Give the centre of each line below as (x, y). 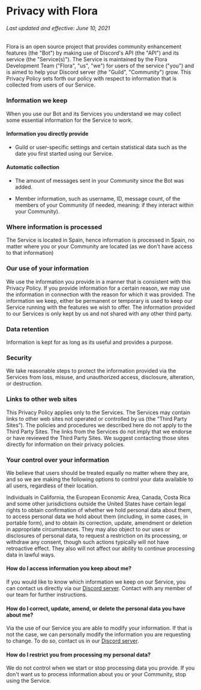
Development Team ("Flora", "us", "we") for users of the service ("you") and (100, 66)
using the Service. (28, 681)
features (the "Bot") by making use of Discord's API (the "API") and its (92, 53)
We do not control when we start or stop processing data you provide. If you (100, 668)
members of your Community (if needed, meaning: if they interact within (104, 205)
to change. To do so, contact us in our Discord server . (73, 641)
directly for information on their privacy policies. (65, 444)
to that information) (30, 253)
